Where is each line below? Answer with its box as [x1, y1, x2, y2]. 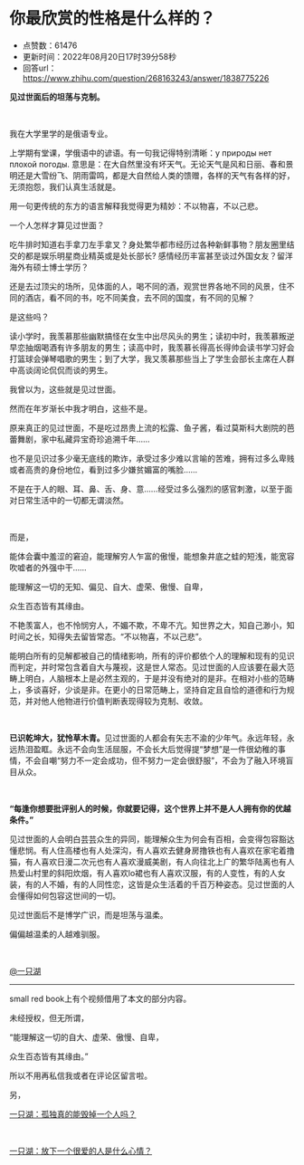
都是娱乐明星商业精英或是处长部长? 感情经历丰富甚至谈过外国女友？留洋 [24, 250, 294, 261]
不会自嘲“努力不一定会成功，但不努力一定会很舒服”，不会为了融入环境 [24, 755, 287, 766]
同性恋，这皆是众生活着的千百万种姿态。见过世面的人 [96, 879, 295, 890]
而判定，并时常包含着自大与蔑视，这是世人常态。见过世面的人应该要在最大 [9, 662, 287, 673]
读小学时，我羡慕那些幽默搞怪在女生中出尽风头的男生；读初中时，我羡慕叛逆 [9, 330, 295, 341]
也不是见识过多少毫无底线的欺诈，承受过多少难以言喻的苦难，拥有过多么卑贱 [9, 453, 295, 463]
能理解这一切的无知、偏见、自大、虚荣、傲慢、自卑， [9, 581, 208, 592]
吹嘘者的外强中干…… [9, 562, 88, 573]
